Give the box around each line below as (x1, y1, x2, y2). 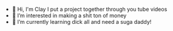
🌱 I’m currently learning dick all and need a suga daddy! (12, 18, 152, 25)
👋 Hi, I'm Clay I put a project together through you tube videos (12, 6, 168, 13)
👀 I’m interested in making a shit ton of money (12, 12, 127, 19)
